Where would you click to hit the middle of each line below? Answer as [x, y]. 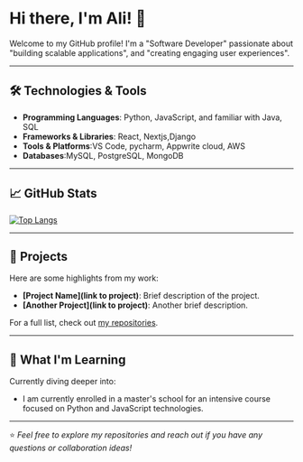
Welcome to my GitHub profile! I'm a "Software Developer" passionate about [151, 43]
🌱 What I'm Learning [68, 360]
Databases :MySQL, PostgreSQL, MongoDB [103, 155]
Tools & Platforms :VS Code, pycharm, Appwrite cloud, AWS [134, 146]
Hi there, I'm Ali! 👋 [78, 18]
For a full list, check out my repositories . [84, 323]
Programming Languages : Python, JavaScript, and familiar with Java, [152, 117]
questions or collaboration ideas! [71, 448]
